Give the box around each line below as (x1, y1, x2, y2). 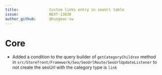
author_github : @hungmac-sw (5, 16, 74, 21)
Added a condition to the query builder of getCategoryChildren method (12, 54, 156, 60)
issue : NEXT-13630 (5, 12, 71, 17)
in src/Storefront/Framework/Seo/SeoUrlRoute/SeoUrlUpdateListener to (12, 59, 157, 65)
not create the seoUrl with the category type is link (12, 65, 117, 71)
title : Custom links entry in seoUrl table (5, 7, 125, 12)
